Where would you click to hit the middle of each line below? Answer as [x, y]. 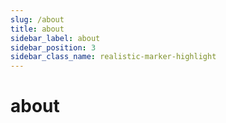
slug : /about [37, 19]
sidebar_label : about [55, 38]
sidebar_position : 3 [53, 47]
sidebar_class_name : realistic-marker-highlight [113, 57]
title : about [37, 29]
